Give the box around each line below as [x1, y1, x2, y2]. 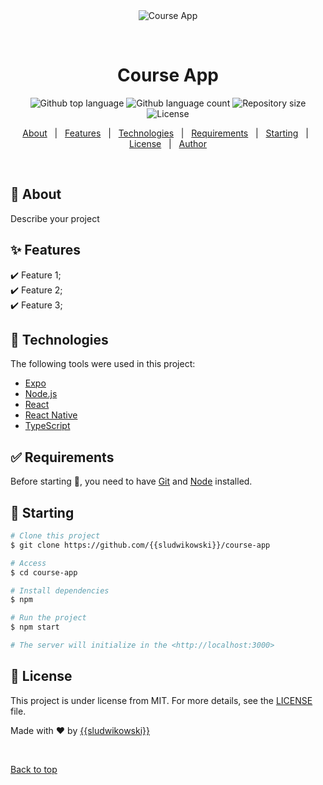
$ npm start [10, 622, 60, 633]
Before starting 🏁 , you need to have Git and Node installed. [10, 475, 253, 488]
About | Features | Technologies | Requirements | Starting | [22, 127, 309, 139]
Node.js [24, 388, 58, 400]
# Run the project [10, 613, 87, 623]
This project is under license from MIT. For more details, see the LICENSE [10, 694, 313, 706]
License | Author [128, 137, 208, 149]
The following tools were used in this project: [10, 358, 196, 370]
